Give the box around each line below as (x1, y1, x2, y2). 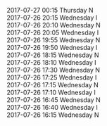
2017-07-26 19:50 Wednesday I (6, 44, 98, 51)
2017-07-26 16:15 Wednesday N (6, 111, 99, 119)
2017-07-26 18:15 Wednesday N (6, 51, 99, 59)
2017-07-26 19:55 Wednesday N (6, 36, 101, 44)
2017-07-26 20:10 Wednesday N (6, 21, 101, 29)
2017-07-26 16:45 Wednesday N (6, 96, 101, 104)
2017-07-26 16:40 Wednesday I (6, 103, 98, 111)
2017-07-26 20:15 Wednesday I (6, 13, 98, 22)
